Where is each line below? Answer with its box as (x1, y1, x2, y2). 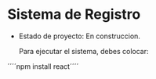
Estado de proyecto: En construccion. (18, 31, 140, 41)
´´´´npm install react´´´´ (7, 61, 79, 71)
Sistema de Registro (7, 5, 141, 23)
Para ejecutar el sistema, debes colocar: (18, 46, 150, 56)
